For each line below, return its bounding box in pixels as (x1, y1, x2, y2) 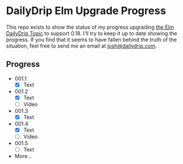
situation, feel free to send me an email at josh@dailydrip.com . (6, 42, 157, 49)
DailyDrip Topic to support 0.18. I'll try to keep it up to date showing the (6, 29, 178, 36)
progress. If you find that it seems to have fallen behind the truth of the (6, 36, 177, 43)
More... (14, 153, 32, 160)
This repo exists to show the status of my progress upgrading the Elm (6, 24, 174, 31)
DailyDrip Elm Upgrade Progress (6, 4, 166, 18)
